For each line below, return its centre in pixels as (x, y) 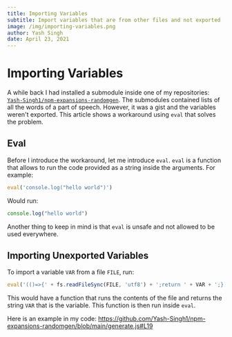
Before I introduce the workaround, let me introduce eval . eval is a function (114, 160)
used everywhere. (33, 234)
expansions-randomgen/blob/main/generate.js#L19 (80, 326)
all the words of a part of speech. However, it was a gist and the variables (112, 107)
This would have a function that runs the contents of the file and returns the (115, 298)
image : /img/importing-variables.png (61, 26)
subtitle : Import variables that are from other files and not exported (114, 20)
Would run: (23, 200)
